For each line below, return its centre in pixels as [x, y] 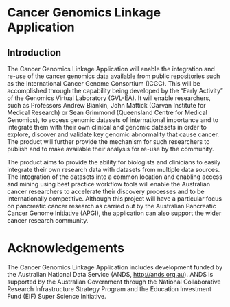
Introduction [34, 52]
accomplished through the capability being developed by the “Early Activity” [115, 91]
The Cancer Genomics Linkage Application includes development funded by [115, 267]
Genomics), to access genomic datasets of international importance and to [113, 120]
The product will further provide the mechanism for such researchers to [108, 142]
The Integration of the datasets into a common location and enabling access [115, 177]
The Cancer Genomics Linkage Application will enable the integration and [111, 69]
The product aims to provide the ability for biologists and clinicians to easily [114, 162]
